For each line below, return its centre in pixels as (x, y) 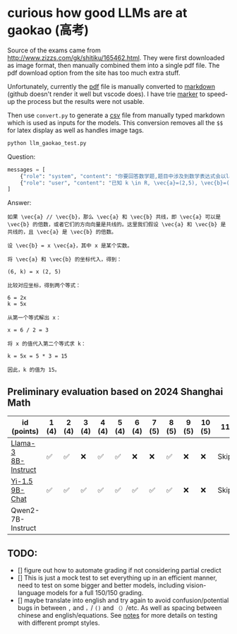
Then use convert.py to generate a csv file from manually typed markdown (116, 115)
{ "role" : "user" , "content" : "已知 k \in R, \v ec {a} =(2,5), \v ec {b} (122, 183)
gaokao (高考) (48, 30)
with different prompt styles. (59, 623)
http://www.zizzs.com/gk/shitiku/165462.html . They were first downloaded (116, 57)
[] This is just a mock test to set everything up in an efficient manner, (117, 577)
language (31, 592)
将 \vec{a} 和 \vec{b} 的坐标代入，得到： (65, 259)
